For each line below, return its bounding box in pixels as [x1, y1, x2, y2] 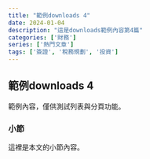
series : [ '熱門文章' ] [8, 41, 75, 49]
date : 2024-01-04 [8, 19, 65, 27]
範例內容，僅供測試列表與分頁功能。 [8, 102, 126, 111]
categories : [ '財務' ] [8, 33, 77, 42]
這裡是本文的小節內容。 [8, 142, 84, 152]
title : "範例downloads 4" [8, 11, 90, 20]
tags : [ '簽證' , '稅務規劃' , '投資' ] [8, 48, 119, 56]
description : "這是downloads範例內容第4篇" [8, 26, 144, 34]
